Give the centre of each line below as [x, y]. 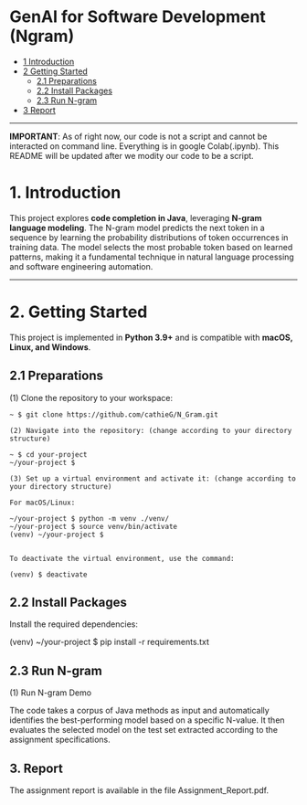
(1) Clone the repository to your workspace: [91, 397]
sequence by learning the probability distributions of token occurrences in [149, 237]
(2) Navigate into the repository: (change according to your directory [151, 430]
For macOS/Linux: [42, 503]
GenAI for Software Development [138, 17]
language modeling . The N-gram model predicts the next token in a [137, 228]
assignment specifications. [60, 740]
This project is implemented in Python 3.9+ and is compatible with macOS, [151, 337]
